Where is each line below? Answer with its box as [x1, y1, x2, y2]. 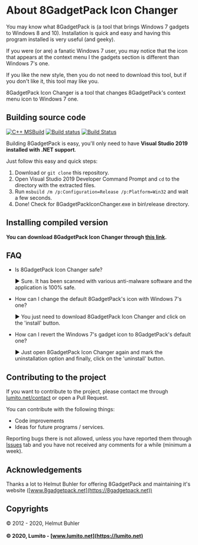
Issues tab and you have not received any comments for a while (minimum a [6, 441, 191, 448]
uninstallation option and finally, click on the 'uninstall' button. [14, 355, 165, 362]
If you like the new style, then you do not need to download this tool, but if [6, 71, 187, 78]
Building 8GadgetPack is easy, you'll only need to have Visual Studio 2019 [6, 140, 188, 147]
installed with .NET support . [6, 146, 77, 153]
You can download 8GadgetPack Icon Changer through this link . [6, 233, 167, 241]
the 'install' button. [14, 319, 61, 326]
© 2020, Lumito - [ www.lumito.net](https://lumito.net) [6, 532, 144, 539]
